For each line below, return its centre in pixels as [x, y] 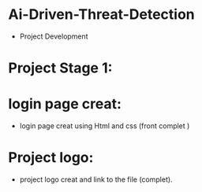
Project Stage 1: [60, 68]
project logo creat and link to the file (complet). [96, 179]
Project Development [54, 36]
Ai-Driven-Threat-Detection [101, 15]
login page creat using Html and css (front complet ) [105, 126]
